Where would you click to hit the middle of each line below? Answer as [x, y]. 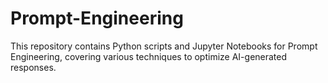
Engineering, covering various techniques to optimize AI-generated [149, 56]
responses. [33, 67]
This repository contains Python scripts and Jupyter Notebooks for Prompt [164, 46]
